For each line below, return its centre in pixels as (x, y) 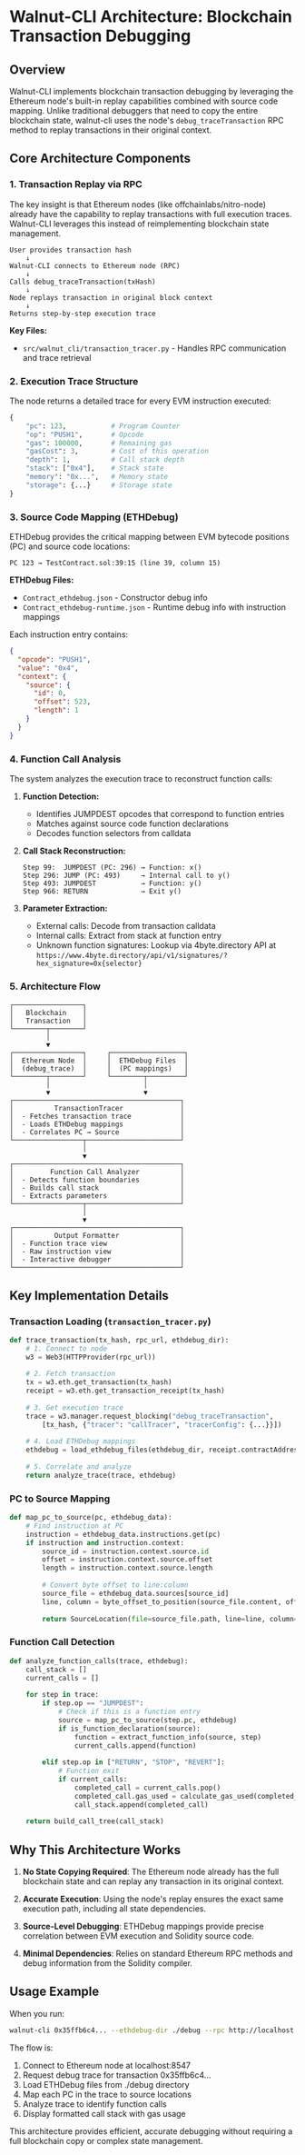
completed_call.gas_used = (125, 1796)
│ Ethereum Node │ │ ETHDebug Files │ (99, 1061)
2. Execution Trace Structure (74, 381)
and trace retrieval (57, 357)
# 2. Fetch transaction (71, 1374)
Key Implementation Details (89, 1296)
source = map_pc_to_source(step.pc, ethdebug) (148, 1720)
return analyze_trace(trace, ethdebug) (101, 1475)
